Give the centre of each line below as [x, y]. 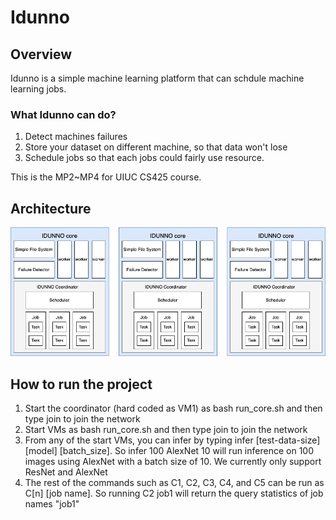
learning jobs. [38, 89]
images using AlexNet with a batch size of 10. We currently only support [173, 462]
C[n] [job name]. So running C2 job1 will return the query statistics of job [174, 493]
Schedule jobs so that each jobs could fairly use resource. [144, 158]
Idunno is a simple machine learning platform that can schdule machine [157, 78]
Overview [41, 54]
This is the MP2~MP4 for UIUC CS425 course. [106, 177]
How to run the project [81, 384]
